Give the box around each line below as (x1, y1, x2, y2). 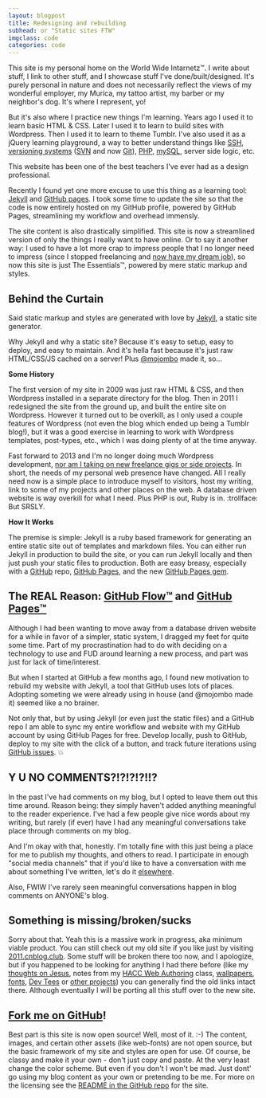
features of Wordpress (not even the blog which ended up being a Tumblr (8, 418, 249, 428)
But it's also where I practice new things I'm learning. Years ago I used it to (8, 112, 253, 122)
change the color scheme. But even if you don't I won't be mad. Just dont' (8, 1064, 252, 1073)
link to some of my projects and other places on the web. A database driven (8, 484, 257, 494)
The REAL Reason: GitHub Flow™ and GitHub (8, 590, 233, 603)
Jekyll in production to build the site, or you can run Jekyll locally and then (8, 549, 252, 559)
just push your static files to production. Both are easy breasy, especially (8, 558, 247, 567)
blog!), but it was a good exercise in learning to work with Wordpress (8, 427, 234, 437)
